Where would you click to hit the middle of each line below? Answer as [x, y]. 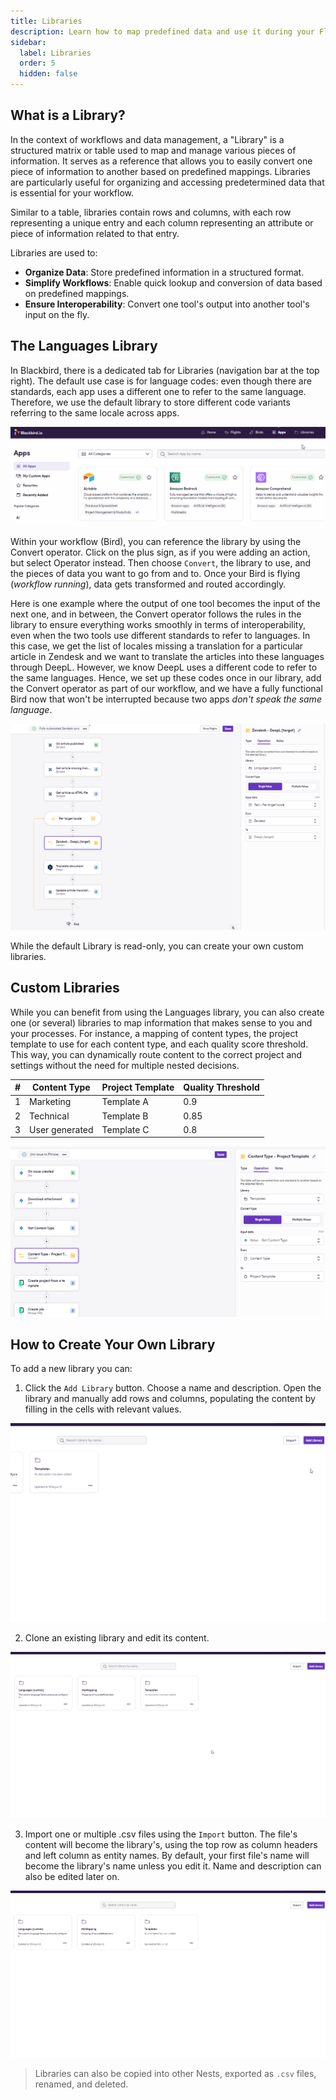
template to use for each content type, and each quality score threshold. [159, 1044]
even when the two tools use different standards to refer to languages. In [160, 635]
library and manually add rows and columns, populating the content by [170, 1399]
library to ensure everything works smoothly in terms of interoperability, [158, 624]
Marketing [50, 1102]
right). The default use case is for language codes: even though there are [161, 381]
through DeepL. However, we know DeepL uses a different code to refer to [164, 667]
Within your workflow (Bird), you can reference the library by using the [156, 541]
